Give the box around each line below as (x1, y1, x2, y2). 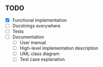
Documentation (12, 34, 44, 40)
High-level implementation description (19, 45, 99, 51)
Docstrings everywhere (12, 22, 61, 29)
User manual (19, 40, 46, 46)
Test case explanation (19, 57, 65, 63)
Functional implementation (12, 17, 67, 23)
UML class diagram (19, 51, 60, 57)
